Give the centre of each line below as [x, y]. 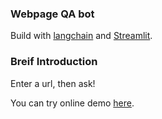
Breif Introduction [54, 62]
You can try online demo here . [72, 103]
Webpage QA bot [52, 14]
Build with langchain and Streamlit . [81, 36]
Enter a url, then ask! [53, 83]
